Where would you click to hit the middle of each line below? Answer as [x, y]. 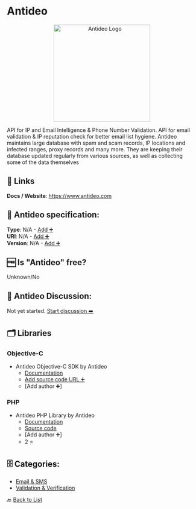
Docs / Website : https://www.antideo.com [59, 195]
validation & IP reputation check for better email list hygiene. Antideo [92, 136]
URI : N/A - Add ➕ [28, 236]
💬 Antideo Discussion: [49, 296]
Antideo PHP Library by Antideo [55, 415]
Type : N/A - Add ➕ [30, 229]
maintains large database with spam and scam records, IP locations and [96, 143]
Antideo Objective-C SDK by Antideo [61, 366]
